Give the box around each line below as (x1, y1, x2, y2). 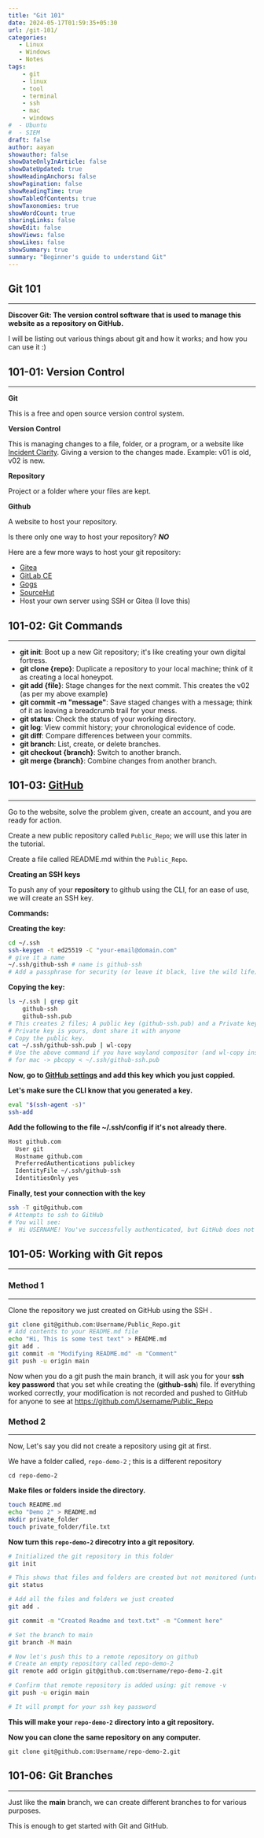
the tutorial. (8, 839, 46, 849)
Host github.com (8, 1137, 61, 1145)
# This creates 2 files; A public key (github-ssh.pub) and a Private (8, 1019, 244, 1027)
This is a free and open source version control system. (8, 409, 185, 418)
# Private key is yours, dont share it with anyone (8, 1026, 181, 1035)
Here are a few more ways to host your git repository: (8, 548, 181, 557)
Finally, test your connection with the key (8, 1189, 146, 1197)
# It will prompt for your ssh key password (8, 1703, 156, 1710)
